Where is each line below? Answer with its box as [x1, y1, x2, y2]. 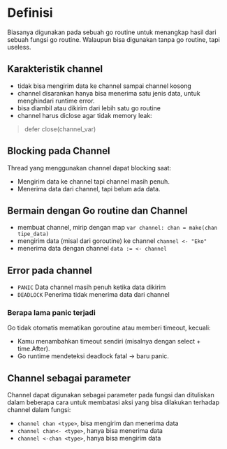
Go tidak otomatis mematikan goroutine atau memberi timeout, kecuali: [7, 323, 211, 332]
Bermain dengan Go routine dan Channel [7, 205, 188, 216]
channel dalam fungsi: [7, 406, 71, 414]
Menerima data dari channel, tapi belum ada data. [17, 184, 161, 193]
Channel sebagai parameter [7, 372, 131, 384]
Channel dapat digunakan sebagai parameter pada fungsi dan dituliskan [7, 391, 214, 399]
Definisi [7, 5, 54, 21]
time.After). [17, 344, 50, 353]
